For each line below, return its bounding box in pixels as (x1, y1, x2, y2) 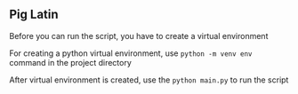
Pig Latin (9, 7, 60, 22)
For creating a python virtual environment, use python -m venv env (9, 48, 253, 59)
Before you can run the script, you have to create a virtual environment (9, 30, 269, 41)
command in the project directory (9, 57, 132, 67)
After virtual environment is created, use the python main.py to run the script (9, 74, 289, 85)
